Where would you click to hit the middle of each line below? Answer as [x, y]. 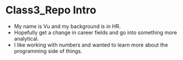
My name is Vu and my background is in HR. [67, 26]
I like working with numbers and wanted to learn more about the [91, 45]
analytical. [26, 38]
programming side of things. [48, 51]
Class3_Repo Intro [51, 10]
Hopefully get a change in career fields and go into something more [95, 32]
